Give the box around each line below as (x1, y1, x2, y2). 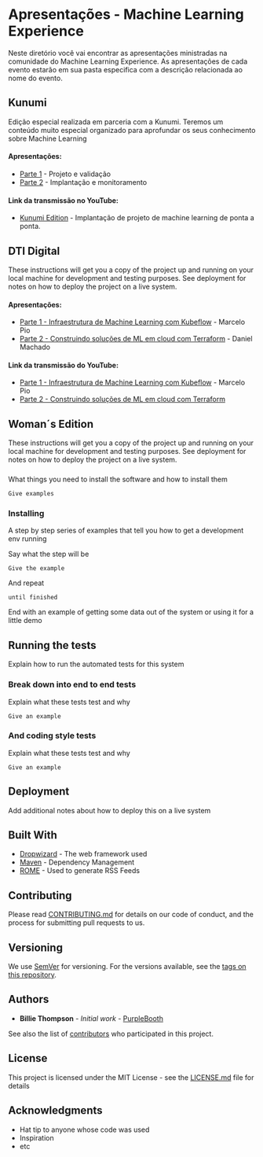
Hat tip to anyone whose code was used (19, 1125, 150, 1134)
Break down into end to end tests (8, 679, 137, 690)
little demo (8, 616, 42, 625)
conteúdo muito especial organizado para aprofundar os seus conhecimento (8, 125, 256, 134)
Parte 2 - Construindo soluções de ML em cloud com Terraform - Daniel (19, 334, 253, 344)
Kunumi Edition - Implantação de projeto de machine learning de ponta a (19, 213, 254, 223)
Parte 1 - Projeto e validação (19, 169, 111, 179)
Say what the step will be (8, 549, 89, 559)
